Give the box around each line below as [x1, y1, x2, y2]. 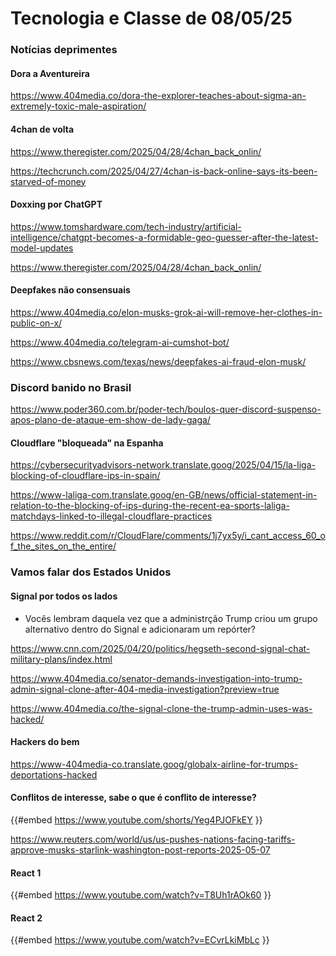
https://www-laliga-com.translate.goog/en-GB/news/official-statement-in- [10, 489, 318, 501]
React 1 [10, 867, 42, 879]
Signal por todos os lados [10, 590, 118, 602]
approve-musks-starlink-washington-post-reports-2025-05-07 [10, 843, 271, 856]
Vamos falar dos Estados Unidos [10, 565, 172, 579]
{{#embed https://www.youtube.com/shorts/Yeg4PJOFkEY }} [10, 813, 263, 826]
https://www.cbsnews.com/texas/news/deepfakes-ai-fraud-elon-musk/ [10, 355, 307, 367]
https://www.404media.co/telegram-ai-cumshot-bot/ [10, 336, 230, 348]
